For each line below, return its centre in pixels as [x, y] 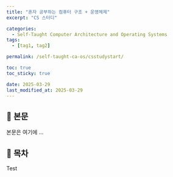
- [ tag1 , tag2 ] [31, 46]
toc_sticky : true [28, 73]
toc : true [19, 68]
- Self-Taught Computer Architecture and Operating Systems [90, 34]
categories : [21, 29]
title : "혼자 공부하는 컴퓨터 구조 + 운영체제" [58, 12]
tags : [13, 40]
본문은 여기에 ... [25, 132]
